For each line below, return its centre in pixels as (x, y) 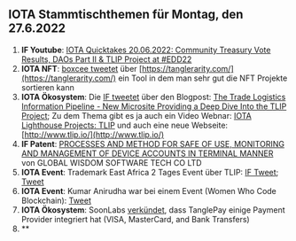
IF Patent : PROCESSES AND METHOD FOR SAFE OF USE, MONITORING (153, 144)
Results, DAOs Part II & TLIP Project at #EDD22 (106, 59)
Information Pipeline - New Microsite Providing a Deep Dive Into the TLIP (154, 106)
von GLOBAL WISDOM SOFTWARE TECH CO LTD (111, 162)
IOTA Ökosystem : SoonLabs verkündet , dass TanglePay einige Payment (153, 210)
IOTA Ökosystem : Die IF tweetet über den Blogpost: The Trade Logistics (153, 97)
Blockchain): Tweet (56, 200)
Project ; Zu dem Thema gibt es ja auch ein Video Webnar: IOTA (136, 115)
